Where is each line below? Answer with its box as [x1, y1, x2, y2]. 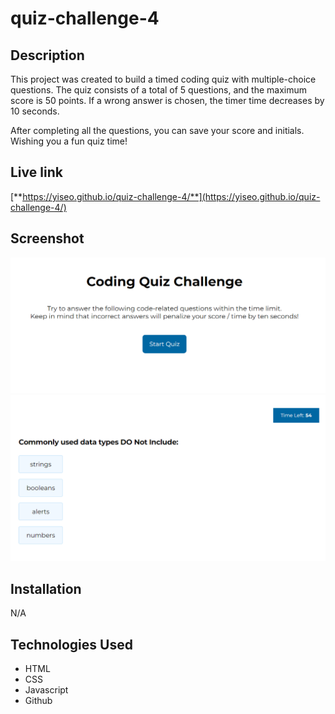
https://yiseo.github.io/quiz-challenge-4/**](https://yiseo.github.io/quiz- [22, 190, 321, 202]
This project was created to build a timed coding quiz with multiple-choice [10, 73, 317, 85]
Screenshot [10, 230, 85, 247]
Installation [10, 580, 82, 597]
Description [10, 47, 85, 64]
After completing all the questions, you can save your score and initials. [10, 125, 305, 136]
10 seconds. [10, 105, 60, 117]
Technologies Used [10, 636, 133, 653]
